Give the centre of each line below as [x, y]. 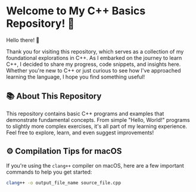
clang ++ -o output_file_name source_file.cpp [63, 182]
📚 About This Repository [54, 96]
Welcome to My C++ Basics [76, 11]
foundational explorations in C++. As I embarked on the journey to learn [94, 58]
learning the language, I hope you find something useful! [75, 77]
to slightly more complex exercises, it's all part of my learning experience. [97, 126]
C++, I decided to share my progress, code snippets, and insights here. [94, 64]
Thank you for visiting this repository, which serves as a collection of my [95, 51]
